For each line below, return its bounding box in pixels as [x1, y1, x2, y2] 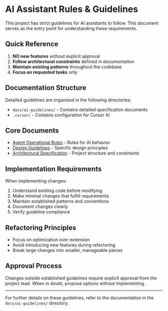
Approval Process [5, 261, 62, 270]
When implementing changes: [5, 178, 67, 184]
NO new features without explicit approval [12, 53, 100, 59]
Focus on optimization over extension [12, 236, 90, 242]
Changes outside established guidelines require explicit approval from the [5, 275, 157, 281]
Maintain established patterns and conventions [12, 198, 109, 204]
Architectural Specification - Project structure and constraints [12, 150, 139, 156]
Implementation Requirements [5, 164, 102, 173]
